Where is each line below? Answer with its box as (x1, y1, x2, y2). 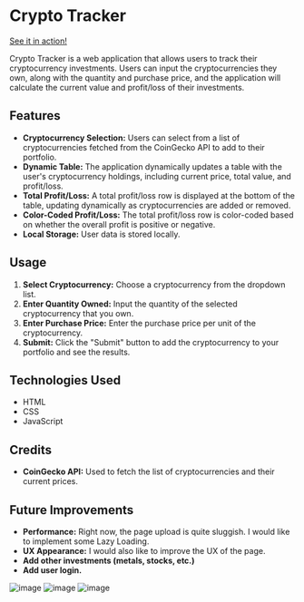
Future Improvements (9, 502, 134, 518)
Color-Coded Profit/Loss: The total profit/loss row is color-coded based (22, 209, 294, 220)
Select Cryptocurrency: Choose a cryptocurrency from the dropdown (22, 278, 286, 290)
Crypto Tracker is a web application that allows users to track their (9, 53, 258, 63)
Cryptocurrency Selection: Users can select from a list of (22, 132, 240, 143)
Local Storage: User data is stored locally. (22, 228, 181, 239)
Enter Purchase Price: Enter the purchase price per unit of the (22, 317, 257, 328)
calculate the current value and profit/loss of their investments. (9, 82, 245, 92)
